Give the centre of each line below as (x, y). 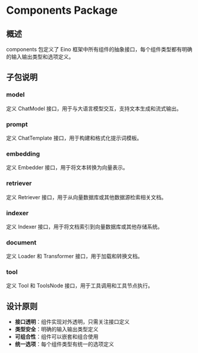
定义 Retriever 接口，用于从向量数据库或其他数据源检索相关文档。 (87, 197)
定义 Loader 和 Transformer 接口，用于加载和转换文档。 (75, 256)
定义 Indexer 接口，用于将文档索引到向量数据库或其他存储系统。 (85, 227)
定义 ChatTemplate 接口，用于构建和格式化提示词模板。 (74, 138)
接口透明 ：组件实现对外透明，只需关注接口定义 (72, 322)
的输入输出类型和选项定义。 (40, 57)
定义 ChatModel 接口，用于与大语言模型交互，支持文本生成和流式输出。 (94, 109)
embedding (23, 154)
